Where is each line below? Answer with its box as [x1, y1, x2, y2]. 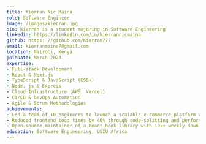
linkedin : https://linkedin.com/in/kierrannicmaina [6, 32, 141, 38]
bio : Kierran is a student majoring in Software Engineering [6, 26, 166, 32]
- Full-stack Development [6, 66, 72, 72]
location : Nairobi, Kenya [6, 49, 72, 55]
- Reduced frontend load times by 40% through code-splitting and [6, 117, 180, 123]
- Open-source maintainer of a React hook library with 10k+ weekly [6, 123, 185, 129]
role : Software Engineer [6, 15, 70, 21]
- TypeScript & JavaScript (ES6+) [6, 77, 95, 83]
